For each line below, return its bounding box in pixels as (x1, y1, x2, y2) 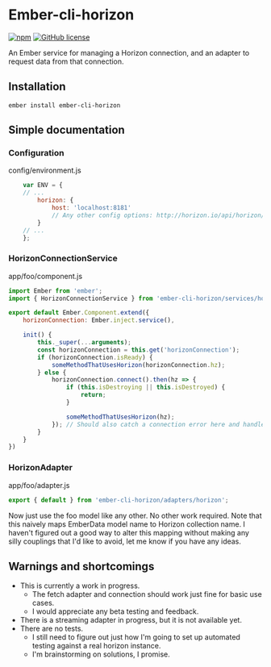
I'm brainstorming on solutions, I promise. (31, 649, 171, 659)
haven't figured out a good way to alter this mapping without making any (8, 527, 250, 537)
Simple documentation (8, 123, 125, 137)
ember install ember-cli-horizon (8, 101, 121, 110)
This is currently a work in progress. (19, 581, 140, 590)
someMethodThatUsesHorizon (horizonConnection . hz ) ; (51, 361, 226, 369)
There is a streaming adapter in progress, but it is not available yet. (19, 615, 242, 625)
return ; (80, 391, 106, 399)
